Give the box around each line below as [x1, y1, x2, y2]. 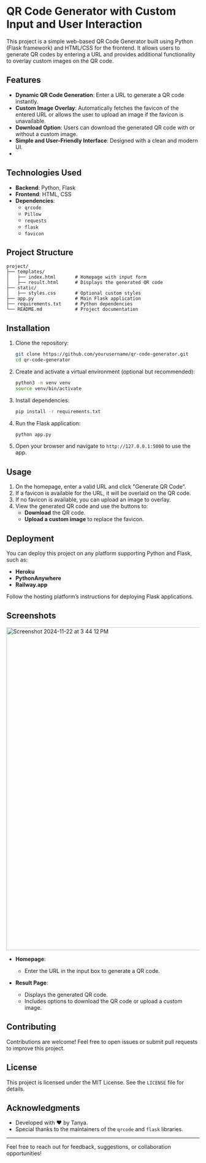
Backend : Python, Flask [15, 184, 76, 191]
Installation [6, 323, 50, 334]
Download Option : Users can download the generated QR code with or [15, 124, 195, 131]
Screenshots [6, 611, 56, 621]
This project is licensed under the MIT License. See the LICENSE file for [6, 1078, 184, 1086]
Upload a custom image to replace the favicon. [24, 516, 144, 523]
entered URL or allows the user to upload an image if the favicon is [15, 110, 184, 118]
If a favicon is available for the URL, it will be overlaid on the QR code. [15, 489, 191, 497]
